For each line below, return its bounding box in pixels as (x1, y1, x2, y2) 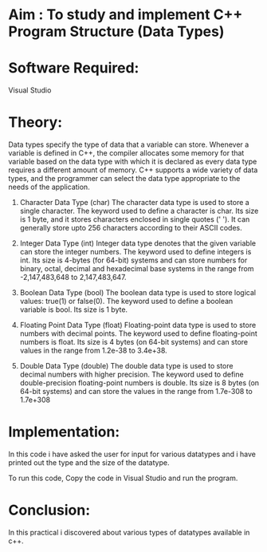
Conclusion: (8, 501, 91, 519)
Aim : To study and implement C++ (8, 6, 243, 24)
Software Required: (8, 59, 139, 77)
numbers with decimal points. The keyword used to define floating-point (19, 329, 257, 338)
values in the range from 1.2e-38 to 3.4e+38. (19, 345, 167, 356)
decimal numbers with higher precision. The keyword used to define (19, 369, 245, 380)
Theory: (8, 113, 63, 132)
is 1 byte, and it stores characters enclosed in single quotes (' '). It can (19, 215, 250, 224)
